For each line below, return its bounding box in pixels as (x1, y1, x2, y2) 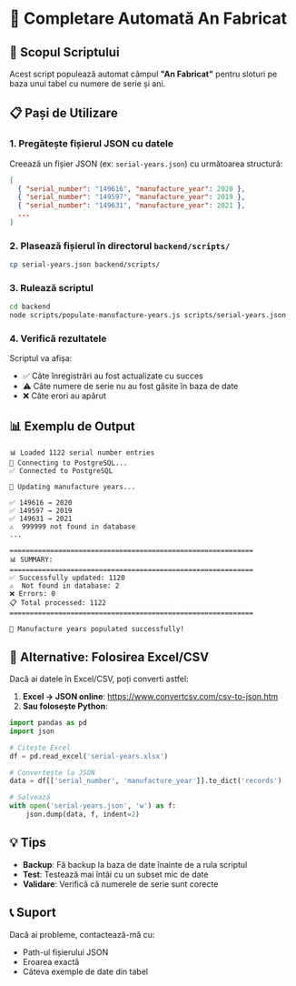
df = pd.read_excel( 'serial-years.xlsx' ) (9, 751, 169, 760)
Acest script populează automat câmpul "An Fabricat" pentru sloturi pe (9, 68, 278, 79)
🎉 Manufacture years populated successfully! (9, 625, 184, 634)
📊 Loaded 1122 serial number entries (9, 448, 155, 458)
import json (9, 727, 54, 736)
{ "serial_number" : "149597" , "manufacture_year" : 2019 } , (17, 193, 246, 202)
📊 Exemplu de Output (9, 418, 135, 434)
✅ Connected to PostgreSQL (9, 467, 113, 476)
